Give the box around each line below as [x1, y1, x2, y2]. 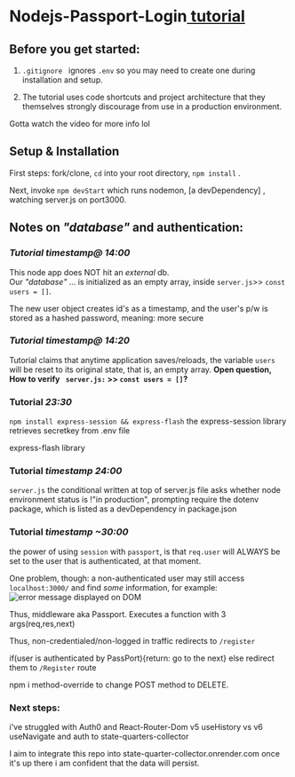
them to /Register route [9, 662, 97, 672]
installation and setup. [21, 75, 104, 85]
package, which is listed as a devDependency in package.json [9, 503, 237, 514]
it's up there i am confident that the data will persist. [9, 757, 200, 768]
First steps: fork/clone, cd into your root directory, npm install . [9, 167, 242, 178]
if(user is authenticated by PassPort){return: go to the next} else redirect [9, 653, 275, 663]
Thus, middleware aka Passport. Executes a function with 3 [9, 608, 227, 619]
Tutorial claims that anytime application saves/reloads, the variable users [9, 354, 275, 365]
